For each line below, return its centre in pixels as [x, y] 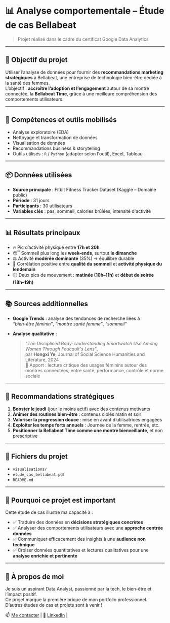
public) [20, 195]
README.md [23, 480]
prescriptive [25, 436]
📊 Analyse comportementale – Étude [85, 11]
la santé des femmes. [28, 83]
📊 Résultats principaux [43, 233]
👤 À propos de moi [35, 577]
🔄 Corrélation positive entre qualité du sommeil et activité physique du [87, 264]
